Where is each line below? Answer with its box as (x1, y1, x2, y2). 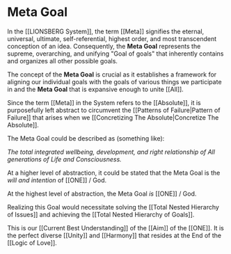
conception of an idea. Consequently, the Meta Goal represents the (7, 42, 201, 50)
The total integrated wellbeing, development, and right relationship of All (7, 148, 216, 156)
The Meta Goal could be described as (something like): (7, 134, 165, 143)
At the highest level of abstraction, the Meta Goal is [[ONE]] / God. (7, 189, 197, 198)
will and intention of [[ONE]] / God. (7, 175, 107, 184)
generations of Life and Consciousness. (7, 154, 122, 164)
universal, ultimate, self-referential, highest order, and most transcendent (7, 34, 217, 42)
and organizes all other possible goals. (7, 56, 118, 65)
